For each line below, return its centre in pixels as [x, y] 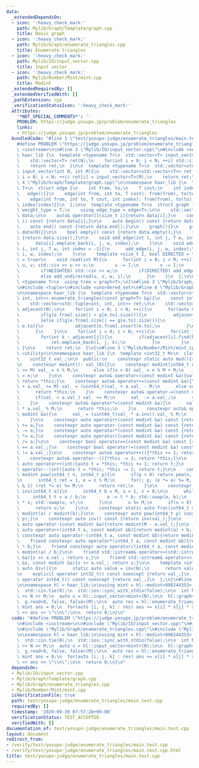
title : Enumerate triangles [51, 50]
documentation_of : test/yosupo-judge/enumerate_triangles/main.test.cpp [98, 728]
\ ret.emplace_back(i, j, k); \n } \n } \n [103, 342]
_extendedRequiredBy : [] [42, 89]
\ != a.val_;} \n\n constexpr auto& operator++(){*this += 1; [98, 452]
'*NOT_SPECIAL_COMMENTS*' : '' [54, 116]
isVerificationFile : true [44, 695]
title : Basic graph [41, 34]
